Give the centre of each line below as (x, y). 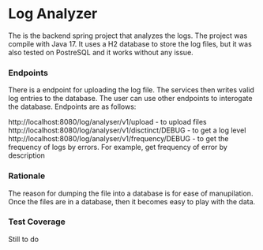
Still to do (24, 239)
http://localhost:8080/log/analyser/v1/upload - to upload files (107, 122)
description (27, 155)
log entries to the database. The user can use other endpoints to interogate (130, 99)
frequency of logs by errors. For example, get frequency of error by (118, 147)
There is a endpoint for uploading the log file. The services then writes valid (131, 90)
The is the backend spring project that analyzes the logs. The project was (128, 35)
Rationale (27, 176)
